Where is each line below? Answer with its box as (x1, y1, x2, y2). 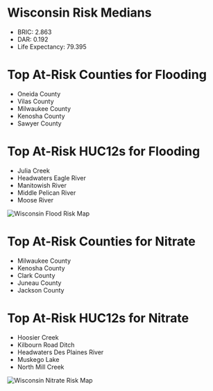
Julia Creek (17, 166, 50, 175)
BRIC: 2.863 (17, 28, 52, 36)
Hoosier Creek (17, 333, 59, 341)
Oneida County (17, 89, 61, 98)
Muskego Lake (17, 355, 60, 363)
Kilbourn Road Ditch (17, 340, 75, 349)
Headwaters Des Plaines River (17, 348, 104, 356)
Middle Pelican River (17, 189, 76, 197)
